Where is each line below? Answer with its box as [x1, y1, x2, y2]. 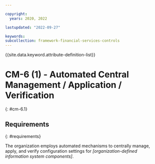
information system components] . [5, 153, 74, 159]
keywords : [5, 34, 26, 39]
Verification [5, 90, 55, 101]
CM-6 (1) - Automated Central [5, 69, 129, 80]
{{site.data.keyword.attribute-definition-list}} [5, 52, 96, 58]
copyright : [5, 11, 28, 16]
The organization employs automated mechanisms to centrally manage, [5, 143, 150, 149]
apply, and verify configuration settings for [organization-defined [5, 148, 138, 154]
